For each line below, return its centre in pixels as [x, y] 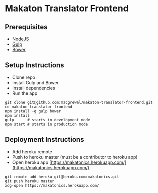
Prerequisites [26, 27]
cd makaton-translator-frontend [39, 107]
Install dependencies [34, 88]
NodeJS [21, 39]
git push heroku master [30, 181]
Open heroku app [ [32, 162]
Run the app [25, 93]
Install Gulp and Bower [35, 82]
